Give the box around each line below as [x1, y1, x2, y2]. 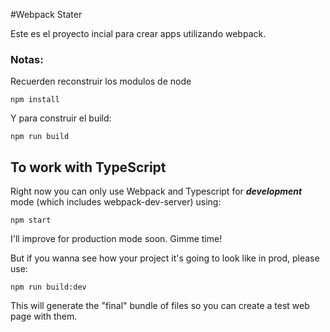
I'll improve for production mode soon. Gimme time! [10, 233, 223, 245]
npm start [10, 215, 52, 226]
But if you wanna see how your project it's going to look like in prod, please [10, 252, 320, 264]
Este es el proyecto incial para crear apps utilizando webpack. [10, 28, 267, 39]
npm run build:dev [10, 282, 87, 293]
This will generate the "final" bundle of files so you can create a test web [10, 300, 310, 312]
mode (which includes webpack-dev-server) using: [10, 196, 222, 208]
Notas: [10, 52, 44, 66]
